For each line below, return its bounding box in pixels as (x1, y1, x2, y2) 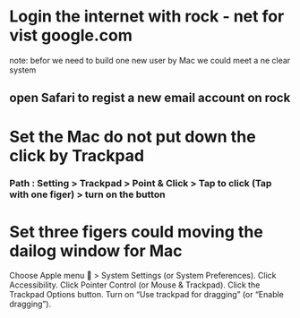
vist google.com (9, 25, 133, 46)
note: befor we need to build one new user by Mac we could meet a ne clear (9, 55, 291, 65)
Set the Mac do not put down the (9, 126, 257, 147)
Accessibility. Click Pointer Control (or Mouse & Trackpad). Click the (9, 279, 261, 290)
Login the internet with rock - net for (9, 6, 285, 27)
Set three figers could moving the (9, 221, 264, 242)
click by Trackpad (9, 145, 145, 166)
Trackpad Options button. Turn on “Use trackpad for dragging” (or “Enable (9, 289, 285, 300)
